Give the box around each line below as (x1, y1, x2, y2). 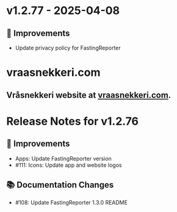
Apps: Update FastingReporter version (15, 155, 112, 162)
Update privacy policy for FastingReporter (15, 44, 121, 51)
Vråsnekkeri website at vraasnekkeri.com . (6, 90, 172, 100)
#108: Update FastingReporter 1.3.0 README (15, 199, 128, 207)
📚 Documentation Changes (6, 180, 114, 190)
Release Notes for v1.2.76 (6, 114, 139, 128)
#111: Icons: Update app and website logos (15, 161, 122, 169)
